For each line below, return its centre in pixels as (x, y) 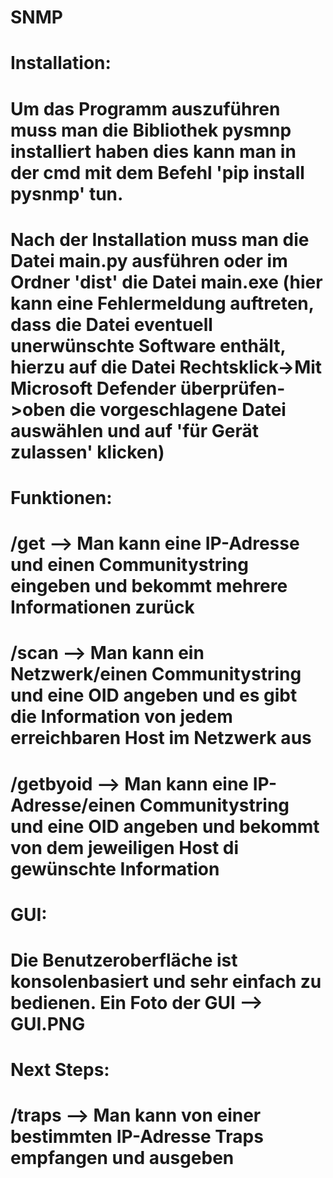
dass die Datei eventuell (111, 324)
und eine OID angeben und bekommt (165, 826)
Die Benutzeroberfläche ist (124, 960)
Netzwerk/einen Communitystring (156, 674)
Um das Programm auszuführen (145, 108)
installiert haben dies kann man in (153, 151)
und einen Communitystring (129, 565)
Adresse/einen (73, 805)
